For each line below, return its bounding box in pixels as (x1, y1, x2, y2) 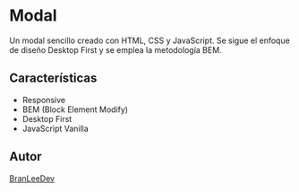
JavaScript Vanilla (21, 123, 90, 134)
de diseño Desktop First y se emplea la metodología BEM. (9, 44, 222, 55)
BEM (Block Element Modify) (21, 104, 128, 115)
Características (9, 71, 98, 86)
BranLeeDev (9, 172, 56, 184)
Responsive (21, 94, 65, 105)
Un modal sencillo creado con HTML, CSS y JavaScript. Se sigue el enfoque (9, 35, 291, 46)
